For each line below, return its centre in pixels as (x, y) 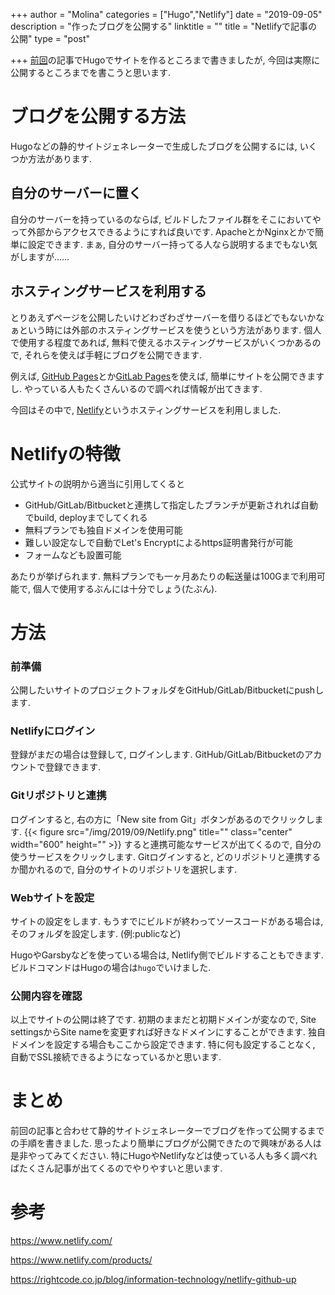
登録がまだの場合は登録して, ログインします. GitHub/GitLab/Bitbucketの (157, 755)
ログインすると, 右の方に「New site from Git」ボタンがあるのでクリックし (162, 819)
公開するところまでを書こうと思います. (91, 72)
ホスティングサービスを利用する (108, 291)
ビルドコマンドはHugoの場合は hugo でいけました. (111, 967)
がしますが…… (40, 256)
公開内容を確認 (46, 996)
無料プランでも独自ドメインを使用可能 (103, 530)
